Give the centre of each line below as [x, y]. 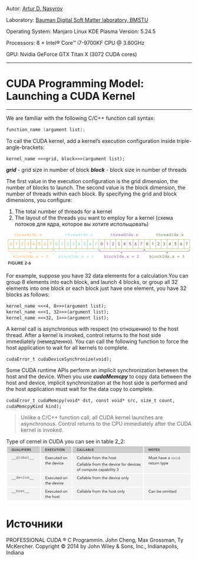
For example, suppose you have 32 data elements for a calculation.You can [97, 275]
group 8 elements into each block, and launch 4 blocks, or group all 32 [92, 282]
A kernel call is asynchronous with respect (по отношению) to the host [92, 329]
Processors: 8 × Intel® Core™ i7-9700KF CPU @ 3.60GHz [75, 43]
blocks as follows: [28, 294]
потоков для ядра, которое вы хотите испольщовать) [82, 224]
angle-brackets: [25, 147]
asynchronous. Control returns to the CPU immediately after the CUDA [106, 423]
